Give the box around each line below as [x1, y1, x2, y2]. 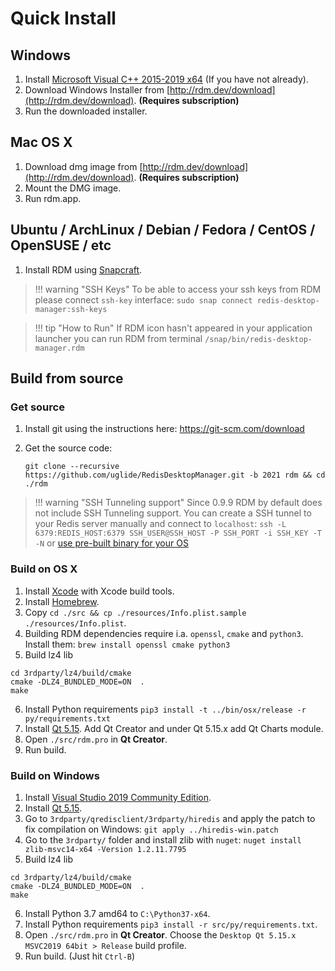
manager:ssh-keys [34, 304, 108, 314]
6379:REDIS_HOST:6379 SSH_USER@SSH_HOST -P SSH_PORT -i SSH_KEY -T [34, 528, 322, 539]
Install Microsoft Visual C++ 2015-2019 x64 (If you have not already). [24, 73, 309, 85]
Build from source [10, 370, 124, 387]
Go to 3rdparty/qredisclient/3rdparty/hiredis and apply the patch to [24, 812, 316, 824]
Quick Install [10, 7, 117, 30]
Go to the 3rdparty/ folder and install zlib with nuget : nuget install [24, 833, 302, 846]
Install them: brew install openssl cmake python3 [24, 638, 231, 650]
